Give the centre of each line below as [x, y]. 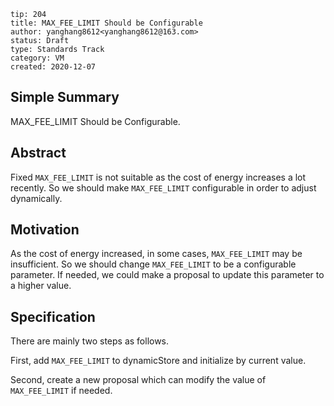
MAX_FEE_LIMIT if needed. [61, 391]
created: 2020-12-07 [53, 67]
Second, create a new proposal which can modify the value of [138, 380]
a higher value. [41, 286]
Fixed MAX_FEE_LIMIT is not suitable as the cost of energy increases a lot [158, 177]
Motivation [45, 230]
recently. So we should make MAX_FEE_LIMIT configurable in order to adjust [163, 187]
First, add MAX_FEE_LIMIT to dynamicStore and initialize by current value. [158, 361]
